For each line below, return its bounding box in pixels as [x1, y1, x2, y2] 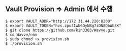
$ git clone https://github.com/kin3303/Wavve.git [5, 28, 115, 33]
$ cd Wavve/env [5, 32, 38, 37]
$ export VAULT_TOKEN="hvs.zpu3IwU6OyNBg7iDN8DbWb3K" [5, 23, 122, 28]
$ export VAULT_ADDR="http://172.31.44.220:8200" [5, 18, 113, 24]
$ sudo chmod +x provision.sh [5, 36, 70, 42]
